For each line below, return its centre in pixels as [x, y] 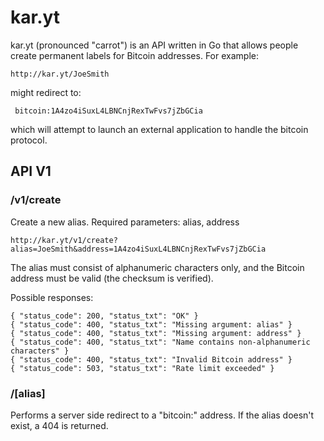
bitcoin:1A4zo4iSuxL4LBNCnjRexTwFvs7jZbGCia [108, 111]
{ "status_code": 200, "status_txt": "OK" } [104, 316]
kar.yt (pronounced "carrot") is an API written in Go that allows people [154, 45]
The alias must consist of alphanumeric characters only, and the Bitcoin [157, 267]
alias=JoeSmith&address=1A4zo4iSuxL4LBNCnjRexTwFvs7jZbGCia [138, 249]
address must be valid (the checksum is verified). [112, 278]
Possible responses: [52, 297]
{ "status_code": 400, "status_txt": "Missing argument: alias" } [151, 324]
